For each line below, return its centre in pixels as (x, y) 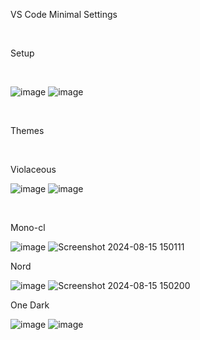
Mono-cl (28, 227)
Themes (27, 130)
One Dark (30, 305)
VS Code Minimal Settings (64, 14)
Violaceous (33, 169)
